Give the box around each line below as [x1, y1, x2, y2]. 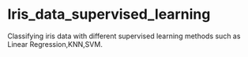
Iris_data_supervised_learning [7, 5, 211, 23]
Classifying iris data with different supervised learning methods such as [7, 31, 241, 41]
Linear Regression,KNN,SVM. [7, 39, 103, 48]
